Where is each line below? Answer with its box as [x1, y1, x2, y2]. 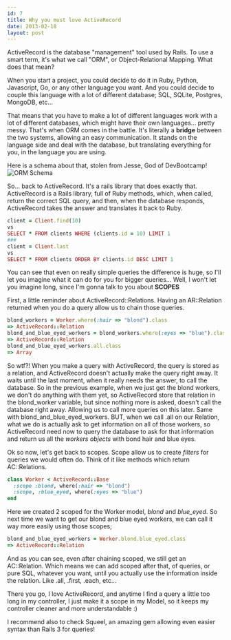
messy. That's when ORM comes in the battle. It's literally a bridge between [7, 126, 222, 134]
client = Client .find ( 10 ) [7, 218, 81, 225]
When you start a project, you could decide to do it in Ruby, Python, [7, 76, 199, 85]
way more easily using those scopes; [7, 522, 112, 530]
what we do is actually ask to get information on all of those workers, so [7, 420, 211, 428]
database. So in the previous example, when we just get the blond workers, [7, 383, 221, 391]
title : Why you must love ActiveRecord [7, 17, 122, 23]
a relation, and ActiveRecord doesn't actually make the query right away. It [7, 369, 219, 377]
